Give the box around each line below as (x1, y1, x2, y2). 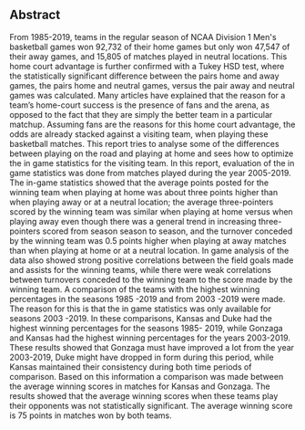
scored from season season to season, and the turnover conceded (42, 225, 293, 236)
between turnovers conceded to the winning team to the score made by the (9, 274, 293, 285)
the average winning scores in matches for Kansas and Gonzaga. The (9, 381, 270, 392)
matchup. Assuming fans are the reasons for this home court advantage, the (9, 119, 296, 130)
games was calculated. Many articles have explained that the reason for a (9, 89, 286, 100)
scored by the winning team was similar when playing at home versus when (9, 205, 293, 217)
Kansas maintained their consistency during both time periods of (9, 361, 252, 372)
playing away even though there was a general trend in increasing (9, 215, 257, 226)
